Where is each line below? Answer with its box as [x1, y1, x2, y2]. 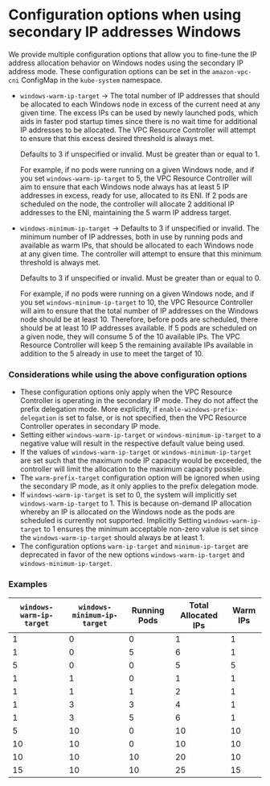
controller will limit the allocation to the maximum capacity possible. [19, 464, 245, 474]
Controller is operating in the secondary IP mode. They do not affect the [19, 396, 259, 405]
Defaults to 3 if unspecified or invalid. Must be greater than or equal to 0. [19, 272, 261, 283]
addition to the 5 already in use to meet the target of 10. [19, 348, 204, 358]
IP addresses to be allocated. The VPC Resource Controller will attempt [19, 125, 256, 135]
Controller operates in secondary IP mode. [19, 422, 161, 431]
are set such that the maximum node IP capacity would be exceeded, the [19, 455, 262, 465]
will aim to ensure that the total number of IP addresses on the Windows [19, 306, 259, 315]
